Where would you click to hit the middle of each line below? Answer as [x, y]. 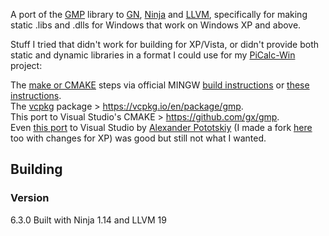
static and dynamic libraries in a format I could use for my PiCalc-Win [153, 55]
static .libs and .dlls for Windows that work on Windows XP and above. [156, 25]
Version [30, 198]
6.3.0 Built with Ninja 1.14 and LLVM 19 [88, 220]
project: [26, 65]
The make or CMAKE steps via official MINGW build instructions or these [160, 85]
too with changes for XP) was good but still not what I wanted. [138, 138]
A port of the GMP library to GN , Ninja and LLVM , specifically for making [159, 14]
